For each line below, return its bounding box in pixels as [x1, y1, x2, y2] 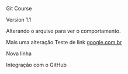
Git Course [6, 5, 32, 12]
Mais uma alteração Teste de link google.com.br [6, 39, 122, 45]
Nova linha [6, 50, 32, 57]
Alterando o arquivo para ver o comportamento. [6, 27, 121, 34]
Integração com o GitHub [6, 61, 67, 68]
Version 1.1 [6, 16, 31, 23]
